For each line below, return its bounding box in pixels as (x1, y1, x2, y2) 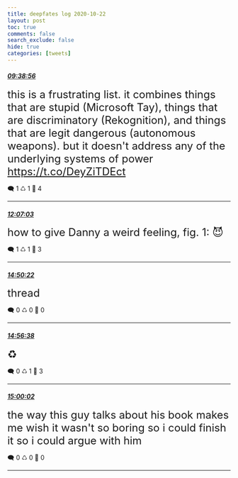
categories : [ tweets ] (7, 50, 72, 57)
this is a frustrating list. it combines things (7, 88, 216, 101)
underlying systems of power (7, 152, 154, 166)
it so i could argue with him (7, 433, 142, 448)
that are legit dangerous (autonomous (7, 126, 196, 140)
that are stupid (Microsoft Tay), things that (7, 101, 218, 114)
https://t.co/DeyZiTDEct (7, 165, 126, 179)
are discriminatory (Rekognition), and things (7, 113, 227, 128)
